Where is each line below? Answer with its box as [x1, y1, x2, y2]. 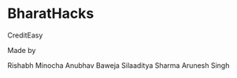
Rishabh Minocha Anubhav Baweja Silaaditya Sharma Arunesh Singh [7, 60, 230, 70]
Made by [7, 45, 36, 55]
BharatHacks [7, 5, 94, 23]
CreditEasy [7, 30, 43, 40]
